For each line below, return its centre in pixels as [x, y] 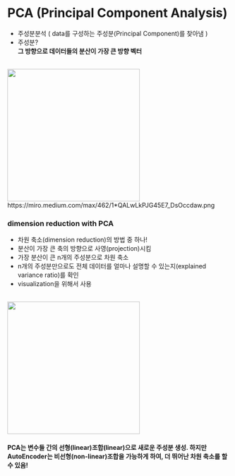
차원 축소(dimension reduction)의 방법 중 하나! [83, 240]
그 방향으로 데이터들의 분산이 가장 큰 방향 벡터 [80, 51]
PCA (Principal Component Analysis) [117, 13]
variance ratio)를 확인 [48, 275]
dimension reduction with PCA [61, 223]
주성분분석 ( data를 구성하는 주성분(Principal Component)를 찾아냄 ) [113, 33]
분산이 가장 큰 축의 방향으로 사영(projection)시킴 [84, 249]
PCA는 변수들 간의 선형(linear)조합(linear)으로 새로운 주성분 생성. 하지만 [107, 447]
